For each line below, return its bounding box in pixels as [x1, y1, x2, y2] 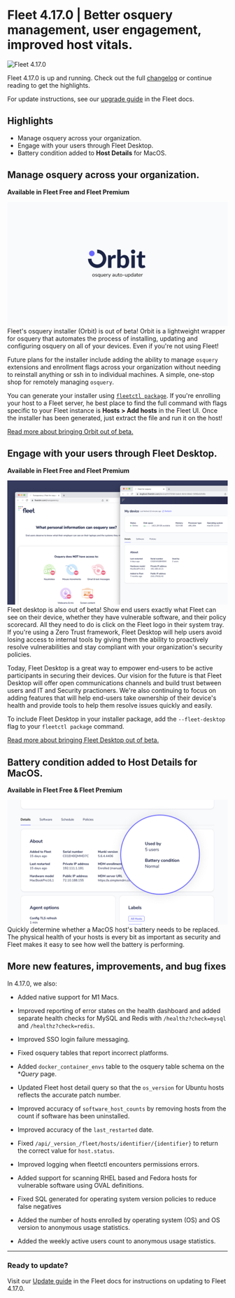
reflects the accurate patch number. [17, 1090, 121, 1099]
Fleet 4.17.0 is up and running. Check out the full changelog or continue [7, 74, 212, 82]
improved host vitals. [7, 37, 133, 53]
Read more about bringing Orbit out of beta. [7, 428, 134, 436]
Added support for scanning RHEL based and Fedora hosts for [17, 1173, 198, 1182]
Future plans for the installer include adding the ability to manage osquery [7, 355, 218, 364]
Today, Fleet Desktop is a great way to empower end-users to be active [7, 664, 213, 673]
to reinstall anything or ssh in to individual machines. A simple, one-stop [7, 371, 215, 379]
